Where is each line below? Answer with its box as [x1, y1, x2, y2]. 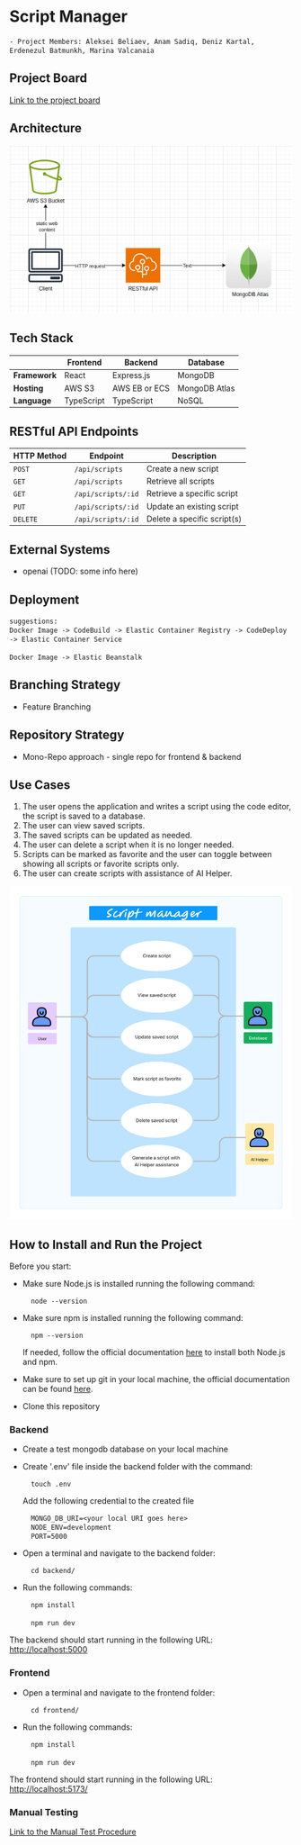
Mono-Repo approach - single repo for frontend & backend [22, 751, 242, 762]
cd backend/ [31, 1567, 75, 1576]
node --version [31, 1297, 88, 1307]
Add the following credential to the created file [22, 1496, 195, 1506]
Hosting [13, 383, 44, 393]
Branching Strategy [9, 677, 121, 692]
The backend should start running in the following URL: [9, 1634, 214, 1645]
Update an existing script [146, 501, 240, 511]
